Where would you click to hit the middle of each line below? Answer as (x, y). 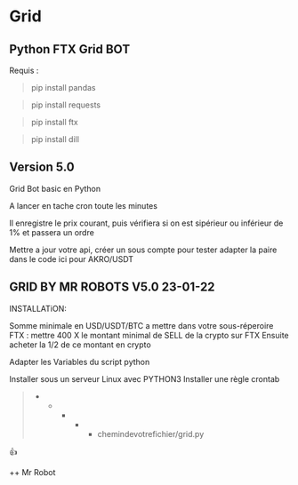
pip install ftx (54, 122)
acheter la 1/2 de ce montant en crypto (80, 345)
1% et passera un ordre (52, 232)
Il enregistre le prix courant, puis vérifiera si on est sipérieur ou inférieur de (146, 223)
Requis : (24, 70)
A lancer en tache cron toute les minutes (84, 205)
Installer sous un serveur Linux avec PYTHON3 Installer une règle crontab (145, 378)
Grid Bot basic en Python (55, 188)
